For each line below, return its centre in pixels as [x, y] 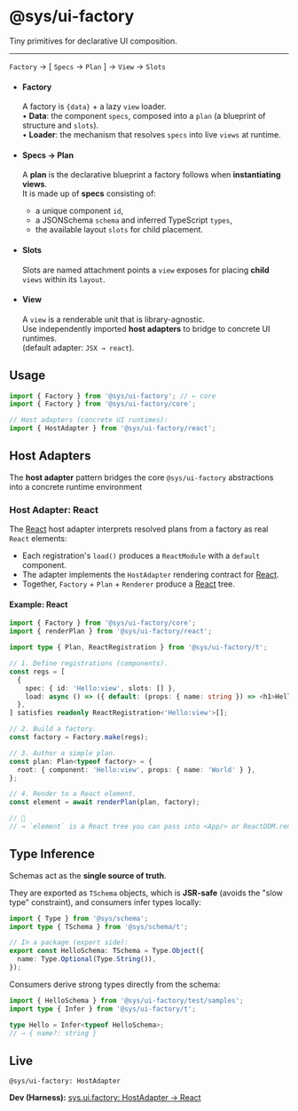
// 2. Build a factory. [53, 729]
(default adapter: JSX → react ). [78, 347]
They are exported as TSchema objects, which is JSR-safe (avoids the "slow [146, 893]
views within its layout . [63, 279]
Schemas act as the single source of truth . [88, 875]
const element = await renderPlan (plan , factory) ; [105, 802]
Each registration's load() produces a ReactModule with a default [141, 555]
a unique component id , [79, 211]
